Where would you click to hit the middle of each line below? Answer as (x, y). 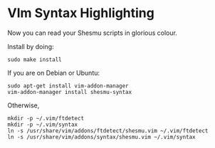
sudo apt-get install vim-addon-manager (68, 86)
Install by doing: (31, 46)
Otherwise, (23, 105)
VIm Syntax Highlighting (81, 13)
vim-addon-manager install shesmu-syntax (70, 92)
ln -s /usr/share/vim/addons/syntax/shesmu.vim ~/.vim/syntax (101, 137)
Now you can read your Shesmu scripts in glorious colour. (93, 33)
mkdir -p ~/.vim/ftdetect (46, 118)
